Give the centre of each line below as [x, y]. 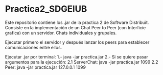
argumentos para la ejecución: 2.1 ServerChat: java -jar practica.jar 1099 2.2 [81, 62]
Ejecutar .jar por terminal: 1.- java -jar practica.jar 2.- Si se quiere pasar [77, 56]
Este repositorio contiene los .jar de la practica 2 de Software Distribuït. [77, 22]
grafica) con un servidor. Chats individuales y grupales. [61, 33]
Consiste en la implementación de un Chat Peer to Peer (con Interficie [75, 27]
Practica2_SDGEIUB [46, 9]
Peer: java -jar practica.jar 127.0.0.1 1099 [46, 67]
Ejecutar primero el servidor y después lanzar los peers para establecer [77, 42]
